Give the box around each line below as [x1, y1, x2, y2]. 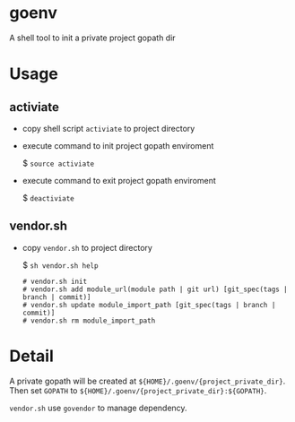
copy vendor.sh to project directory [22, 242, 152, 253]
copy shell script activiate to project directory [22, 123, 195, 133]
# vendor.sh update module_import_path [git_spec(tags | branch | [22, 300, 276, 309]
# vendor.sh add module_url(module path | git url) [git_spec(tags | [22, 285, 289, 294]
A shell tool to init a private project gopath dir [9, 32, 177, 43]
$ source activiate [22, 158, 95, 168]
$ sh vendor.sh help [22, 259, 99, 271]
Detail [9, 346, 54, 366]
